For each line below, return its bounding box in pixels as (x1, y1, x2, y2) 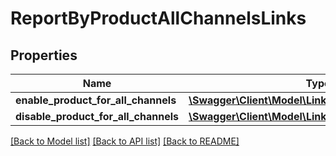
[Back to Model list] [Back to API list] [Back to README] (10, 135, 240, 147)
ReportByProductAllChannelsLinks (10, 7, 307, 30)
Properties (10, 47, 78, 64)
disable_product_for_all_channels (15, 110, 179, 123)
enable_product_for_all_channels (15, 93, 177, 107)
